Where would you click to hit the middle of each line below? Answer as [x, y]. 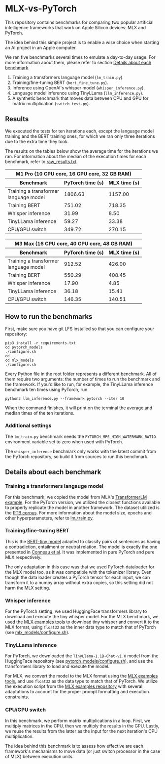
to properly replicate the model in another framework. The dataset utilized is [82, 508]
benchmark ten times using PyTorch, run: [47, 389]
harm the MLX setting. [28, 588]
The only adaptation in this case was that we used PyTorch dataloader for [80, 567]
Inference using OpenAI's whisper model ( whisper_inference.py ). [79, 87]
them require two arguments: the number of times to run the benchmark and [82, 379]
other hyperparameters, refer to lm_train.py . [49, 518]
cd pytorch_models [24, 347]
